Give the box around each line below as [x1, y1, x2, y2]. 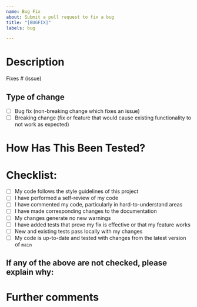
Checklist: [6, 168, 58, 182]
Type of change [6, 92, 65, 102]
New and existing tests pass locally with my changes [14, 228, 143, 235]
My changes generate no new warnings [14, 214, 111, 221]
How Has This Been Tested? [6, 142, 146, 155]
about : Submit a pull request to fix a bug [6, 14, 115, 20]
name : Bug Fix [6, 8, 41, 15]
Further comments [6, 291, 99, 304]
